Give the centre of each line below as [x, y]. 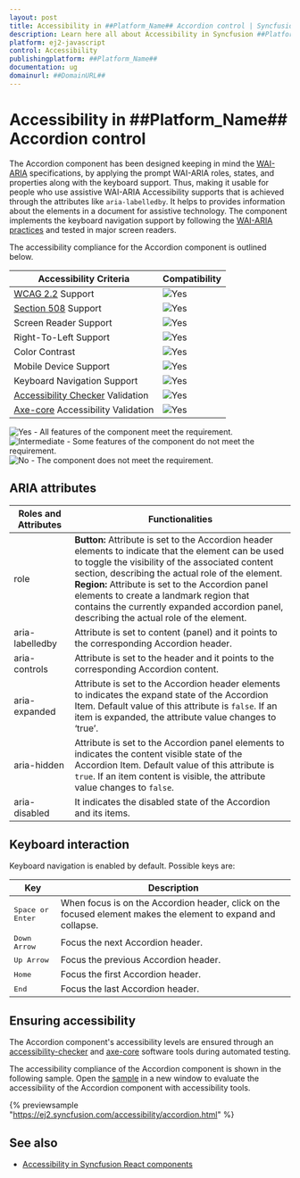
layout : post [33, 17]
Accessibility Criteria [84, 278]
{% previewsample [44, 1105]
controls [31, 668]
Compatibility [192, 278]
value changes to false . [124, 787]
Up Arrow [31, 960]
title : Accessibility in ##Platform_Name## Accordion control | [131, 26]
